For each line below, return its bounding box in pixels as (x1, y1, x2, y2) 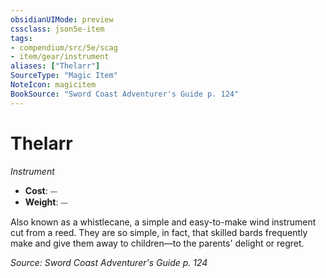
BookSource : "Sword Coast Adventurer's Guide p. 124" (10, 89, 240, 99)
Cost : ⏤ (24, 184, 58, 196)
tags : (10, 33, 33, 43)
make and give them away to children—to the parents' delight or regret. (10, 237, 305, 249)
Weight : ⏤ (24, 196, 68, 208)
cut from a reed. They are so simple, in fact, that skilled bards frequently (10, 226, 308, 238)
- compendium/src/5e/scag (10, 42, 118, 53)
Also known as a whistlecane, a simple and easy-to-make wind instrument (10, 216, 317, 228)
